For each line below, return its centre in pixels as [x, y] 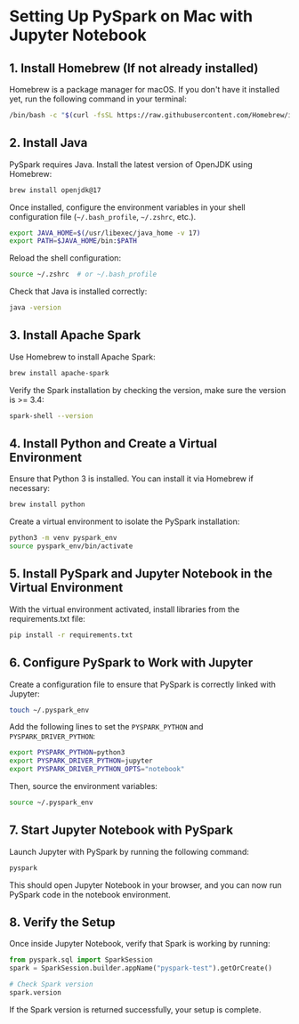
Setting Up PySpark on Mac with [131, 16]
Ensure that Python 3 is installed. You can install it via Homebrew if [131, 479]
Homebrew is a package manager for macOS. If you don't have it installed [145, 89]
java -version [36, 308]
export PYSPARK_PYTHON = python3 [67, 753]
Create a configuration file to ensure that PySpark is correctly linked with [142, 684]
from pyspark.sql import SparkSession [81, 960]
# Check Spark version [51, 985]
